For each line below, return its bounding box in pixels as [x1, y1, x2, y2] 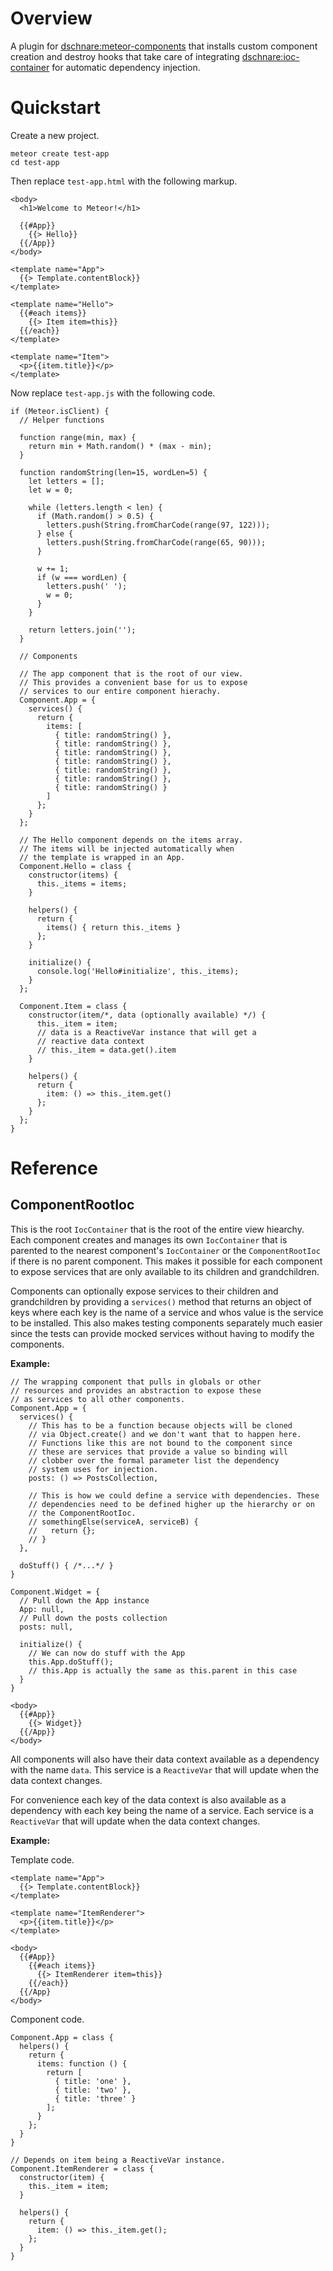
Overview [10, 7, 93, 30]
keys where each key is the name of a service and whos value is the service [10, 1306, 324, 1318]
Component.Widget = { [10, 1587, 101, 1597]
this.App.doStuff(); [28, 1657, 114, 1667]
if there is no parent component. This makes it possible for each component [10, 1255, 323, 1267]
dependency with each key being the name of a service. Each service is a [10, 1804, 314, 1816]
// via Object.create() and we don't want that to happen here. [28, 1429, 302, 1439]
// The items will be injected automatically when [19, 843, 235, 854]
